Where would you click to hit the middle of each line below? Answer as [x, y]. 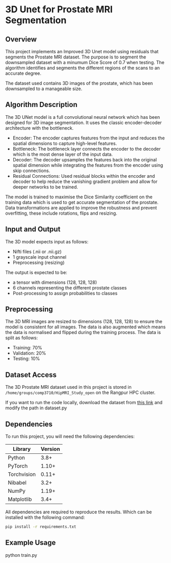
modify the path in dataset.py [36, 408]
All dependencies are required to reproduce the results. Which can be [79, 512]
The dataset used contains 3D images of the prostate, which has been [79, 83]
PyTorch [18, 466]
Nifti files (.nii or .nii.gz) [37, 252]
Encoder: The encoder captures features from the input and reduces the [89, 138]
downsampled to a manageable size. [44, 89]
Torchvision [22, 474]
